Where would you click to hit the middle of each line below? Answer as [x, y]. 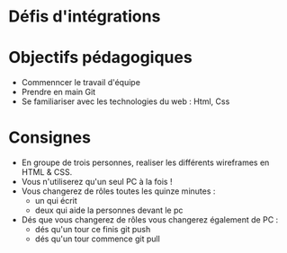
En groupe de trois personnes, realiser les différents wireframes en [145, 162]
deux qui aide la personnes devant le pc [109, 210]
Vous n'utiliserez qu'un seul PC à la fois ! [97, 182]
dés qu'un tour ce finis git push [93, 230]
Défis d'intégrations [85, 17]
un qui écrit [56, 201]
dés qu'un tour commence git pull [98, 239]
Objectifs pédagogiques [100, 58]
